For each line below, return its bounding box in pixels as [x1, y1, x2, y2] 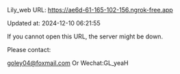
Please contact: [7, 46, 51, 53]
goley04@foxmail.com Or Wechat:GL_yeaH [7, 59, 129, 67]
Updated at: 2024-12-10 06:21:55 [7, 19, 101, 27]
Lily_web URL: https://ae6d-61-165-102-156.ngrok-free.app [7, 6, 173, 14]
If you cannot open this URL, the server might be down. [7, 32, 163, 40]
